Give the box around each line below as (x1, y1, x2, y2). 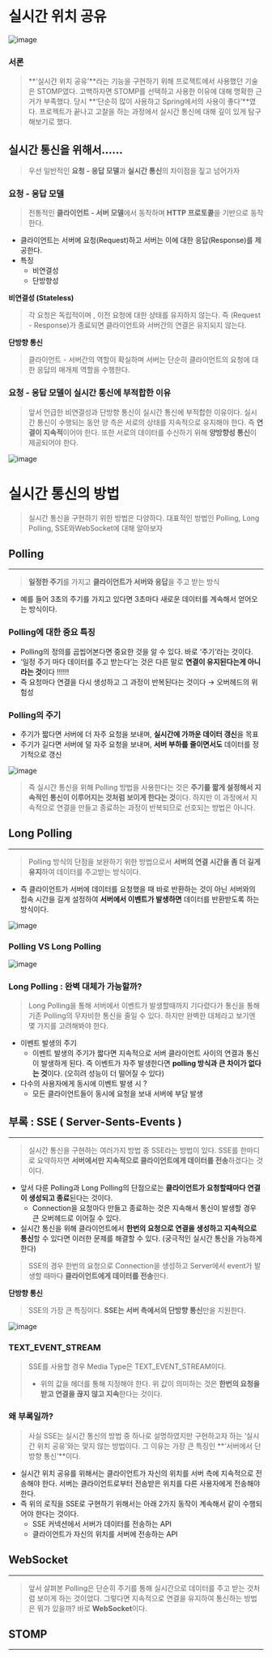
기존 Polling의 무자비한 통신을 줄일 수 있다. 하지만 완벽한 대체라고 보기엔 (28, 1011, 257, 1021)
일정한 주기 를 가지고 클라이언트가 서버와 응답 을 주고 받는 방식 (28, 577, 220, 587)
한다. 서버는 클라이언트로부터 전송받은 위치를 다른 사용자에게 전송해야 (41, 1478, 261, 1488)
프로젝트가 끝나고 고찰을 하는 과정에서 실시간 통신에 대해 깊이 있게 (39, 107, 247, 117)
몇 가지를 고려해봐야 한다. (28, 1021, 109, 1031)
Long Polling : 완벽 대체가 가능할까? (8, 981, 142, 992)
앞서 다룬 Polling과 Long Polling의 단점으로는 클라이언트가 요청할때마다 (19, 1183, 246, 1193)
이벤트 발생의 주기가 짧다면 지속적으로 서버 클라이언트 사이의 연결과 (32, 1048, 244, 1058)
